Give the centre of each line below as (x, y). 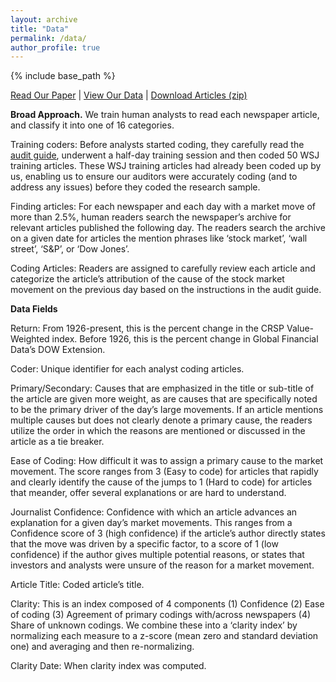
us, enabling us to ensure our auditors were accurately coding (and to (154, 177)
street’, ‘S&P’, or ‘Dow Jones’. (70, 249)
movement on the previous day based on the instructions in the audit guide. (166, 290)
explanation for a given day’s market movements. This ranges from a (151, 523)
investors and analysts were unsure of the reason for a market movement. (162, 565)
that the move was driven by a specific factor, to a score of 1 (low (144, 544)
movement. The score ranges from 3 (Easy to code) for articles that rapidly (164, 472)
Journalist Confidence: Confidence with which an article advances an (154, 512)
